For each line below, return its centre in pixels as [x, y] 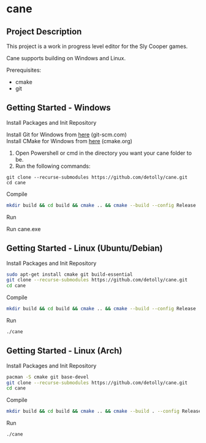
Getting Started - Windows [59, 108]
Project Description [44, 32]
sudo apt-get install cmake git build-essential [70, 274]
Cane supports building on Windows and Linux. [66, 58]
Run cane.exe [24, 229]
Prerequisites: [24, 70]
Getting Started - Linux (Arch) [64, 351]
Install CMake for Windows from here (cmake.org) [70, 141]
